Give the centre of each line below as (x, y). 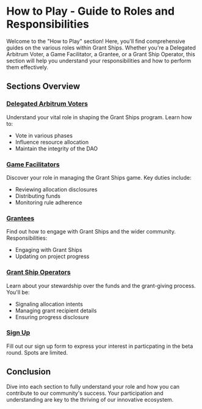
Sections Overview (43, 87)
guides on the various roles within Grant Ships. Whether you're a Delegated (101, 48)
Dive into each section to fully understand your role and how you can (93, 386)
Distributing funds (38, 196)
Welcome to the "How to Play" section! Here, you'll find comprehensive (96, 41)
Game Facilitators (33, 164)
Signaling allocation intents (49, 304)
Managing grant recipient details (56, 311)
